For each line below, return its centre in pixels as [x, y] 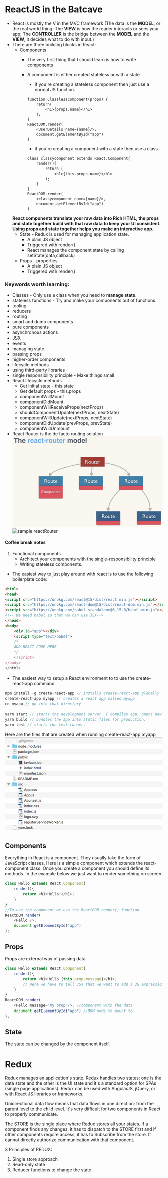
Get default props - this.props [50, 391]
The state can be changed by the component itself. [58, 1044]
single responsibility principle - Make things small [63, 375]
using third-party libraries [39, 370]
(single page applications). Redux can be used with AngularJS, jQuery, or [80, 1089]
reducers [22, 311]
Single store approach [35, 1159]
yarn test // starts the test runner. [45, 725]
